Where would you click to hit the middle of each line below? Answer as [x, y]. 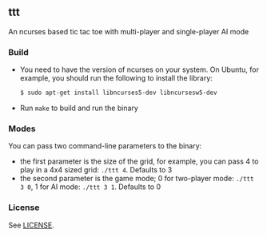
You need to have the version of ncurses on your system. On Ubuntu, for [139, 69]
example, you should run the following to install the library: [116, 78]
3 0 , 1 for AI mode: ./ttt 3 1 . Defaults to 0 [90, 187]
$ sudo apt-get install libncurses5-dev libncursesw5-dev [118, 93]
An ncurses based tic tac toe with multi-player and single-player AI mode [129, 31]
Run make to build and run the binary [79, 108]
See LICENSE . [31, 225]
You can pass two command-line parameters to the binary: [105, 146]
